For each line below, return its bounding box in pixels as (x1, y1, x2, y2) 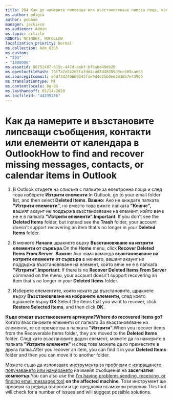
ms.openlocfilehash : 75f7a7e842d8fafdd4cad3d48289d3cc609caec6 (5, 70, 143, 75)
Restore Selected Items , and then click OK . (12, 304, 105, 310)
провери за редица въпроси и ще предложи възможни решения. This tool (5, 384, 166, 390)
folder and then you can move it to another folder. (5, 352, 110, 358)
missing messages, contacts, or (5, 159, 144, 170)
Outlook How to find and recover (5, 148, 144, 159)
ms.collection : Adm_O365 (5, 46, 58, 51)
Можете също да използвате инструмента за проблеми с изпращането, (5, 362, 163, 368)
